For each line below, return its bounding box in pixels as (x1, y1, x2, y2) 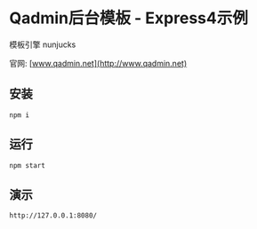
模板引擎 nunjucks (9, 39, 76, 50)
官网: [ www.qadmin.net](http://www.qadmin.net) (9, 58, 188, 68)
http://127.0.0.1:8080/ (9, 211, 98, 220)
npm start (9, 161, 46, 170)
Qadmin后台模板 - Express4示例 (9, 8, 249, 28)
